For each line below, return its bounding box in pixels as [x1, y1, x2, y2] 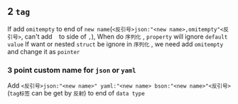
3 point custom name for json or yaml [7, 65, 136, 75]
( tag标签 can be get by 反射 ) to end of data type [7, 89, 146, 98]
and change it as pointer [7, 47, 80, 56]
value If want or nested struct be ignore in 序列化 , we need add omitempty [7, 39, 224, 48]
